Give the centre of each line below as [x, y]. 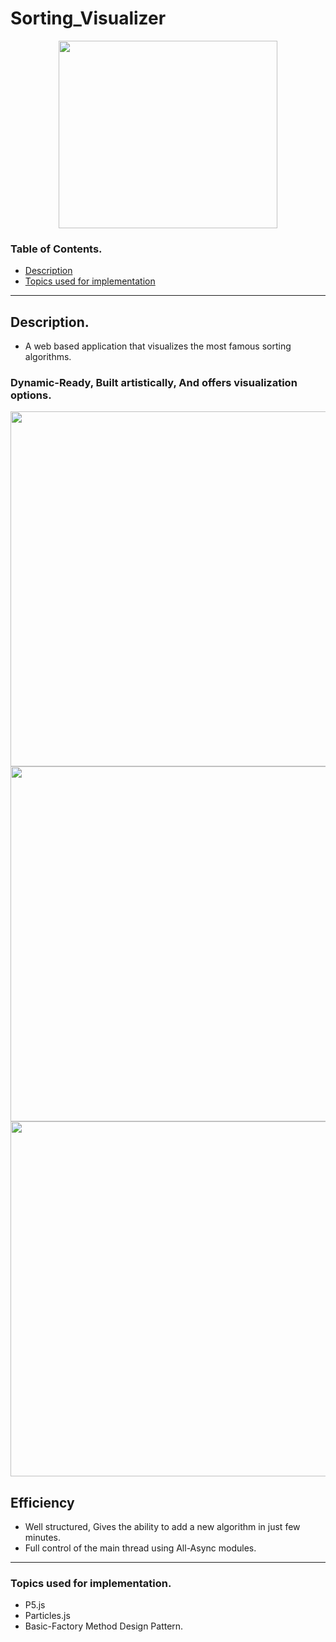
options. [31, 395]
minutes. [43, 1538]
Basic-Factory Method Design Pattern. [104, 1626]
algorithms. [48, 357]
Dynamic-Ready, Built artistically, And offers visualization [154, 382]
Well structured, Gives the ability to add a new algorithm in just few [162, 1527]
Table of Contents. [56, 249]
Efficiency [42, 1502]
